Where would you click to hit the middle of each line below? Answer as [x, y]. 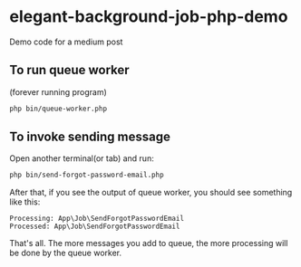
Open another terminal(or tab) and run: [82, 158]
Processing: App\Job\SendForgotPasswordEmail [97, 219]
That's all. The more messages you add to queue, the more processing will [149, 243]
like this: [25, 202]
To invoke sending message [90, 137]
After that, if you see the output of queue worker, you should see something [151, 193]
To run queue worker [69, 70]
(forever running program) [58, 91]
